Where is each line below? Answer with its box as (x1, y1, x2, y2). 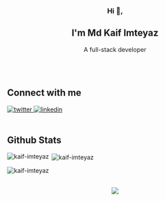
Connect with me (7, 87, 82, 98)
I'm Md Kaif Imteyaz (71, 27, 159, 39)
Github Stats (7, 134, 62, 146)
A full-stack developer (84, 45, 147, 53)
